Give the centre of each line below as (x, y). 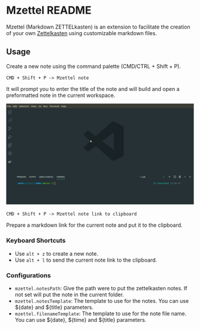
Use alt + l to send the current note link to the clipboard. (86, 260)
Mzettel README (49, 10)
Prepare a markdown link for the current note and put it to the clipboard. (94, 225)
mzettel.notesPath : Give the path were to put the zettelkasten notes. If (101, 289)
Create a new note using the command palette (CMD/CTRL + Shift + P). (94, 66)
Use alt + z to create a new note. (56, 253)
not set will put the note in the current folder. (69, 294)
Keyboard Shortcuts (36, 240)
